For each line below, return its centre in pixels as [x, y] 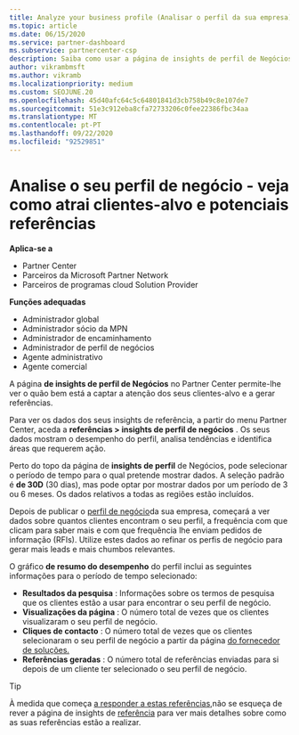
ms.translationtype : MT [53, 117]
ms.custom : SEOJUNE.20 [51, 92]
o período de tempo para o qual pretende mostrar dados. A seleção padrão [147, 475]
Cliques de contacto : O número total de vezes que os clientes [137, 631]
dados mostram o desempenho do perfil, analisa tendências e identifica [141, 438]
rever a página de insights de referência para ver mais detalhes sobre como [148, 713]
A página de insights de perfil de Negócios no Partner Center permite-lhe [145, 383]
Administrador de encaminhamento [87, 338]
